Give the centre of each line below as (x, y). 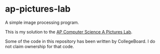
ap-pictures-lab (38, 9)
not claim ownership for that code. (40, 46)
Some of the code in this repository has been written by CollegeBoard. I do (80, 41)
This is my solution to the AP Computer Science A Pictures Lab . (69, 32)
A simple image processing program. (42, 22)
